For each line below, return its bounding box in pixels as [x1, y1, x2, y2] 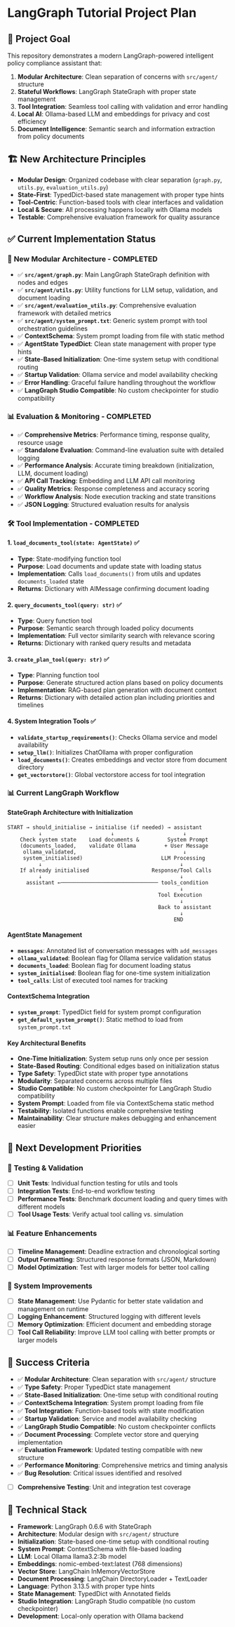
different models [17, 1202, 65, 1211]
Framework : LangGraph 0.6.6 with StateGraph [17, 1522, 152, 1531]
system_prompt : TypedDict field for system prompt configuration [17, 1008, 201, 1016]
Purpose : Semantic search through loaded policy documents [17, 624, 194, 632]
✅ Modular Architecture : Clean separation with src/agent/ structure [17, 1375, 216, 1383]
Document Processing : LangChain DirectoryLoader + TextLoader [17, 1574, 208, 1583]
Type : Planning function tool [17, 671, 100, 679]
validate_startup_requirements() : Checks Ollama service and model [17, 733, 217, 741]
